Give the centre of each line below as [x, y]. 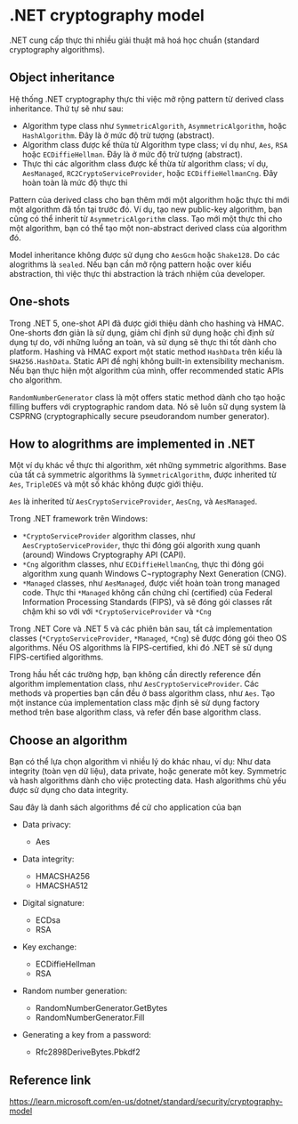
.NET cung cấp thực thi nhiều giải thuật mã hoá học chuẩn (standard [134, 40]
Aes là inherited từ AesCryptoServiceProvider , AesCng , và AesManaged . [133, 501]
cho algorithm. [36, 380]
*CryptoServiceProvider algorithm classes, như [109, 536]
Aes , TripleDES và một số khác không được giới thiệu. [106, 484]
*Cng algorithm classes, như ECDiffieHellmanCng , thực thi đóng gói [143, 564]
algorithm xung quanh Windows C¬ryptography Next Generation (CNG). [154, 574]
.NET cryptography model [107, 16]
